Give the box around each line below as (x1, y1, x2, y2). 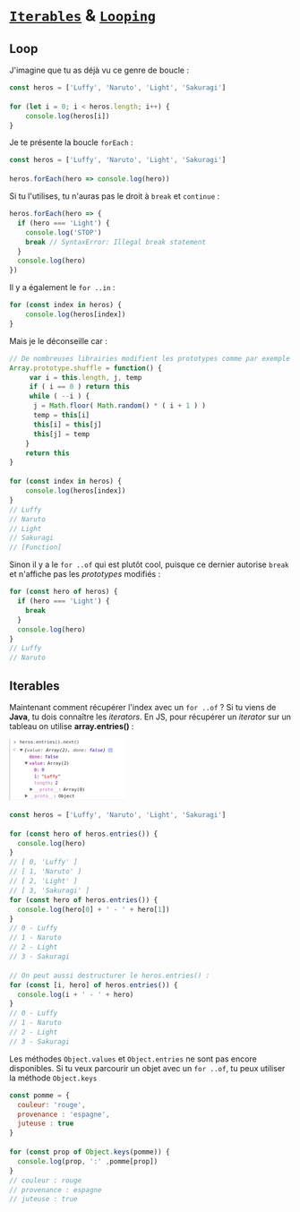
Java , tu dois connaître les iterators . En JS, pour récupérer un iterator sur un (9, 711, 291, 722)
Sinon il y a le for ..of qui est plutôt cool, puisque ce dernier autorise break (9, 559, 289, 570)
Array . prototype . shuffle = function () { (9, 364, 163, 373)
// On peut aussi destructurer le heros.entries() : (9, 971, 210, 980)
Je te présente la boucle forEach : (9, 137, 133, 148)
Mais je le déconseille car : (9, 335, 107, 346)
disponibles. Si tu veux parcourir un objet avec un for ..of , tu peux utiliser (9, 1062, 286, 1073)
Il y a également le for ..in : (9, 282, 116, 293)
